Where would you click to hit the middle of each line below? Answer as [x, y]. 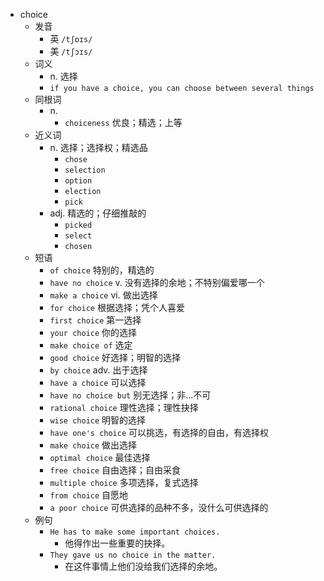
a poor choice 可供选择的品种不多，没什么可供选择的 [159, 507]
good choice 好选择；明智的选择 [115, 357]
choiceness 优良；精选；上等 [123, 122]
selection [85, 170]
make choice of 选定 [91, 345]
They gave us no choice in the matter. [133, 555]
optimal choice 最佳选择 [100, 457]
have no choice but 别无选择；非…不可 [130, 395]
